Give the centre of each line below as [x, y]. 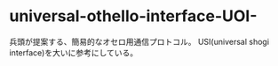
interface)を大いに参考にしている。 [74, 52]
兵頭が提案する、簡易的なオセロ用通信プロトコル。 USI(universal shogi [139, 41]
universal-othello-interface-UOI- [133, 16]
